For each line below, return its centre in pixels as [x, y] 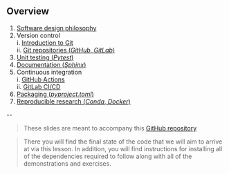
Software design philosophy [56, 28]
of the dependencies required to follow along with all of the [108, 156]
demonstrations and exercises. [67, 163]
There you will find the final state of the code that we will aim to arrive [123, 142]
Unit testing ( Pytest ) [45, 57]
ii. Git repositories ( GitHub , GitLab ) [66, 50]
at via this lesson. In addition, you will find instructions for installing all [123, 148]
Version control [38, 35]
